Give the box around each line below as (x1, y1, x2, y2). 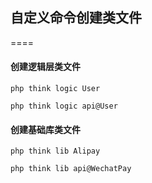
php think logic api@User (10, 101, 118, 112)
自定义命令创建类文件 (10, 9, 142, 27)
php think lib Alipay (10, 146, 101, 157)
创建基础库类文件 (10, 123, 81, 135)
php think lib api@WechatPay (10, 164, 132, 174)
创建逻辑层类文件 (10, 61, 81, 73)
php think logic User (10, 84, 101, 94)
